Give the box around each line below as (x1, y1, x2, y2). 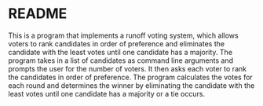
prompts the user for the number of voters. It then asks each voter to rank (8, 64, 247, 73)
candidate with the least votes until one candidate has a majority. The (8, 47, 233, 57)
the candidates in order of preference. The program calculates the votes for (8, 72, 253, 82)
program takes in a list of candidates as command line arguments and (8, 56, 234, 65)
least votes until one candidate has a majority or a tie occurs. (8, 89, 206, 98)
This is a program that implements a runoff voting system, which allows (8, 31, 239, 40)
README (8, 5, 68, 23)
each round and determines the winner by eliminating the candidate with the (8, 80, 255, 90)
